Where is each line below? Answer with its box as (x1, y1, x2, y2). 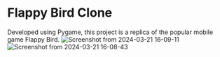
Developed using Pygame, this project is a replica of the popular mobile (7, 28, 214, 36)
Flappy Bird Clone (7, 5, 113, 21)
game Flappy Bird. (7, 35, 60, 43)
